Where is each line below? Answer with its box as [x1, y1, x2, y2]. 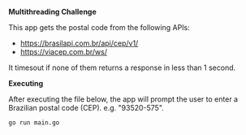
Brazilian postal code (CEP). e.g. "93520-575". [8, 103, 164, 112]
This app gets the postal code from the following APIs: [8, 23, 190, 32]
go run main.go [8, 119, 60, 127]
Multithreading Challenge [8, 7, 97, 16]
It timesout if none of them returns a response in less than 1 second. [8, 63, 236, 72]
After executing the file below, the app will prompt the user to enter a [8, 94, 238, 104]
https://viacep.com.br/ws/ [19, 47, 108, 56]
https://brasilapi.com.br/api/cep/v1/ [19, 38, 139, 48]
